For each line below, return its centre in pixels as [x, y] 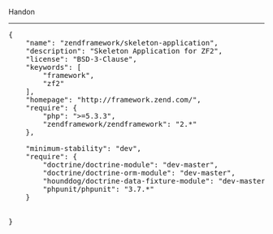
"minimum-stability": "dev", [84, 148]
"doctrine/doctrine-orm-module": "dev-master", [139, 173]
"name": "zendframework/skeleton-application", [122, 43]
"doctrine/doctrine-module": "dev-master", [131, 165]
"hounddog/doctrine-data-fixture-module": [128, 181]
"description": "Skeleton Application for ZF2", [124, 51]
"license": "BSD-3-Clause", [81, 59]
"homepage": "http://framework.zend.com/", [113, 100]
